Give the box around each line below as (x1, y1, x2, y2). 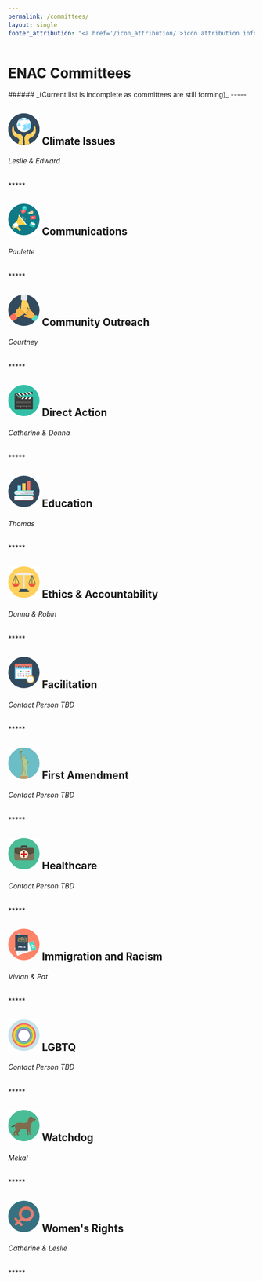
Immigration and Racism (41, 950, 163, 964)
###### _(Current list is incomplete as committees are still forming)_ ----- (8, 90, 247, 100)
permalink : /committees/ (8, 13, 89, 20)
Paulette (8, 247, 35, 256)
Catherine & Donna (8, 428, 70, 437)
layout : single (8, 20, 58, 29)
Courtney (8, 338, 38, 347)
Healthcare (41, 859, 98, 873)
